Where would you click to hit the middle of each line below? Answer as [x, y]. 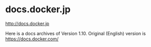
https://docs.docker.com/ [32, 39]
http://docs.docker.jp [27, 24]
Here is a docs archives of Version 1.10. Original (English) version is [76, 33]
